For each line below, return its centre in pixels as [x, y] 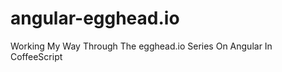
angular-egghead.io [95, 18]
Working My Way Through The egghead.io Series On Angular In [141, 46]
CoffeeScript [36, 56]
